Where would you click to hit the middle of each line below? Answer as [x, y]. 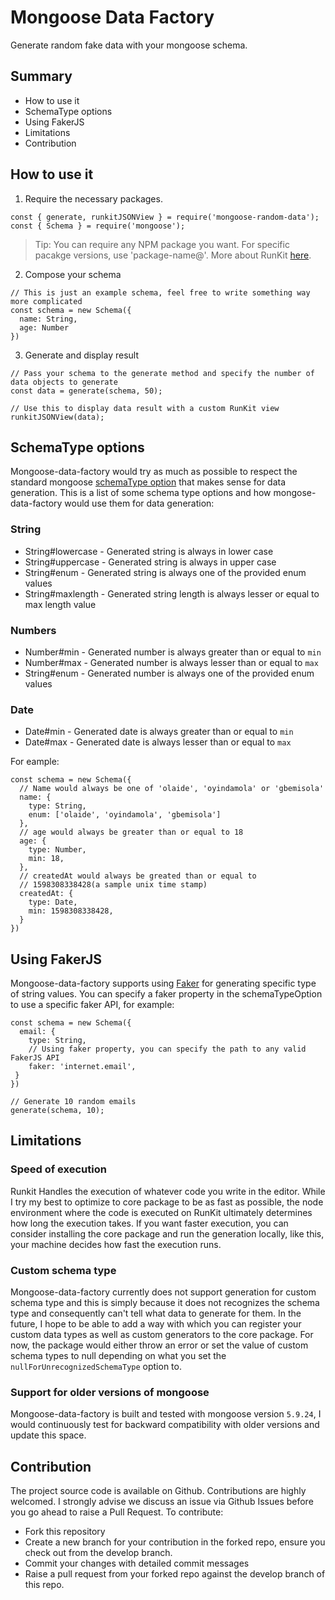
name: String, [48, 319]
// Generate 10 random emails [73, 1102]
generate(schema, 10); [57, 1111]
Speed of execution [58, 1169]
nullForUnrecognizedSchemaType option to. [96, 1367]
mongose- [295, 493]
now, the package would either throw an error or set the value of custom [159, 1345]
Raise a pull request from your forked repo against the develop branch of [175, 1574]
